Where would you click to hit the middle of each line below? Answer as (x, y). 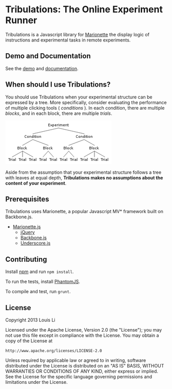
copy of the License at (29, 341)
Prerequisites (27, 199)
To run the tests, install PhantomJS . (43, 282)
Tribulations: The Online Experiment (84, 9)
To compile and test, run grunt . (38, 292)
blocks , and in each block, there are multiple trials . (59, 113)
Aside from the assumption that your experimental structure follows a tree (83, 172)
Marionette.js (27, 227)
